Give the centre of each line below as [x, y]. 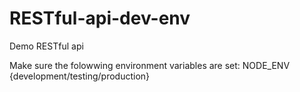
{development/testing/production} [80, 76]
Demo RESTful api [46, 46]
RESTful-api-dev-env [100, 18]
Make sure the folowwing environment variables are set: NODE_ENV [150, 65]
